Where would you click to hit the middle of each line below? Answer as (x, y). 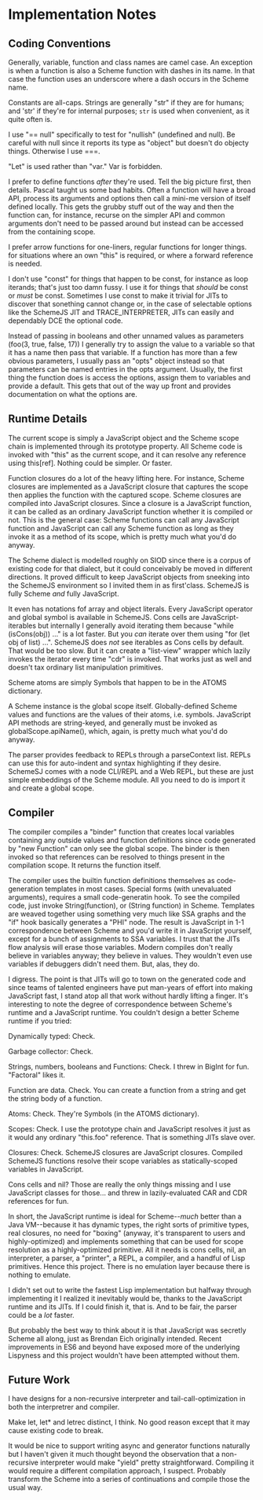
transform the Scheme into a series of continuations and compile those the (129, 1480)
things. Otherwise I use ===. (54, 151)
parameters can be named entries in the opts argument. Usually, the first (126, 369)
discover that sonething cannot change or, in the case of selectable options (130, 304)
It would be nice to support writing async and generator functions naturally (129, 1446)
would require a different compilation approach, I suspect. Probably (117, 1471)
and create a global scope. (51, 788)
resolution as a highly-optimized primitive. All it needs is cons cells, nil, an (127, 1249)
